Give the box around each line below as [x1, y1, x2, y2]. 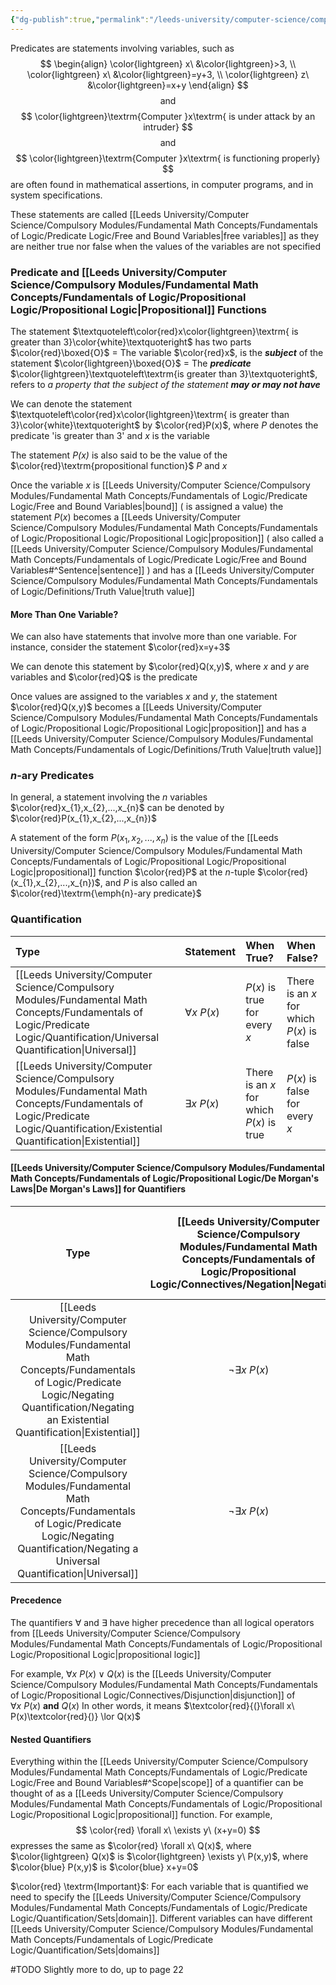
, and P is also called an [99, 877, 198, 889]
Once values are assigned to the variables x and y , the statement [10, 691, 278, 703]
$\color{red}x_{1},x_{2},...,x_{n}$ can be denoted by [10, 802, 225, 814]
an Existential [46, 1412, 110, 1426]
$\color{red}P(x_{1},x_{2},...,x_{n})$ [10, 812, 157, 825]
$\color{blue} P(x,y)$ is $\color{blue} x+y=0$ [10, 1861, 199, 1873]
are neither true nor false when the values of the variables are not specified [10, 240, 321, 252]
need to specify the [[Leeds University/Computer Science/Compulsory [10, 1891, 302, 1903]
